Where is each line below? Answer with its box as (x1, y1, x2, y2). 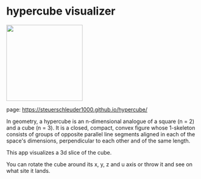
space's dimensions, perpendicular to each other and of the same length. (6, 137, 191, 144)
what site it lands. (6, 167, 51, 174)
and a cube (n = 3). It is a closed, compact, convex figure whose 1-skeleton (6, 124, 196, 132)
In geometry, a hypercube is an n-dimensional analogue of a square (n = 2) (6, 118, 195, 125)
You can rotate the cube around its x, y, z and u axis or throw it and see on (6, 160, 193, 168)
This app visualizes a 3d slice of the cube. (6, 149, 112, 156)
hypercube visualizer (6, 4, 116, 18)
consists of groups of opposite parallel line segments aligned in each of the (6, 130, 196, 138)
